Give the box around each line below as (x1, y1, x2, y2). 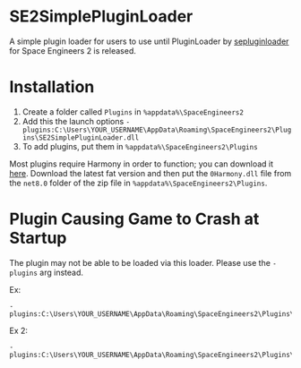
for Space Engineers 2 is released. (9, 45, 136, 56)
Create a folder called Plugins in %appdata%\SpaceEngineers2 (21, 106, 245, 117)
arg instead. (39, 267, 83, 278)
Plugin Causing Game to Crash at (9, 209, 260, 229)
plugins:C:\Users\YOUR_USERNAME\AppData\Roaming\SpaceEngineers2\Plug (21, 125, 292, 134)
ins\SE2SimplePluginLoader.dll (21, 133, 140, 142)
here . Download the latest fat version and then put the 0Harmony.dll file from (9, 167, 292, 178)
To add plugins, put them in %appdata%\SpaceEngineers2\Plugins (21, 141, 258, 151)
